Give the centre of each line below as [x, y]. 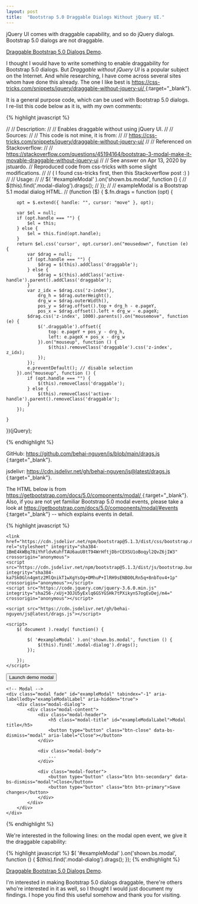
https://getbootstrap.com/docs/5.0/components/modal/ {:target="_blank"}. [97, 495]
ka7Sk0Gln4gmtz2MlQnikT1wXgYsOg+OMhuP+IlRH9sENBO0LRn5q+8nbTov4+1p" [92, 578]
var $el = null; [37, 213]
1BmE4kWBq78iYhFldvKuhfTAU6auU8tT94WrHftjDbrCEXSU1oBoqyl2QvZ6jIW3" [92, 552]
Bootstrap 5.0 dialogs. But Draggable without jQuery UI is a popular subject [98, 69]
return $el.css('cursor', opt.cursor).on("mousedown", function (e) [103, 244]
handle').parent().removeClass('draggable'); [63, 399]
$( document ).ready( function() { [60, 629]
